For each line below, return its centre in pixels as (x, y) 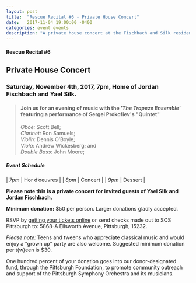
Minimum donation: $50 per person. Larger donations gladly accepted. (92, 209)
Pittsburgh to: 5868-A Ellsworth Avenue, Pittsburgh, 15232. (77, 226)
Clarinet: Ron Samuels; (48, 133)
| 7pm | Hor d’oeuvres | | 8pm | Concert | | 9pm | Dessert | (76, 180)
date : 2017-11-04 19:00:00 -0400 (49, 22)
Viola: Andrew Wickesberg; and (58, 146)
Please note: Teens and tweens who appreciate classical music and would (95, 237)
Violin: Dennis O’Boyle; (48, 139)
